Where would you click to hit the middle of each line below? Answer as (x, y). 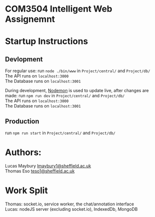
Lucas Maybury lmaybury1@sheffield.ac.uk (48, 166)
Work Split (26, 191)
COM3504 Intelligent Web (59, 9)
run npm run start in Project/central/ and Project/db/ (60, 133)
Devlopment (24, 59)
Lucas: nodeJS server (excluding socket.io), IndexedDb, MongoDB (71, 209)
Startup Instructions (46, 41)
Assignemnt (30, 19)
